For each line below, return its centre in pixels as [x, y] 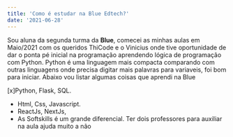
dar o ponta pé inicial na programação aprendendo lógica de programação [114, 55]
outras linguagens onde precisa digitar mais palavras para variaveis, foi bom [117, 70]
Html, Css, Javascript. [49, 104]
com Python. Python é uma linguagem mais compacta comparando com [111, 62]
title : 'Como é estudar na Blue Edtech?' [68, 14]
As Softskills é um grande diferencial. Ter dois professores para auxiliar [120, 118]
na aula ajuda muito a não [54, 126]
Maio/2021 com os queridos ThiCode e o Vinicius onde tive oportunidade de [117, 47]
